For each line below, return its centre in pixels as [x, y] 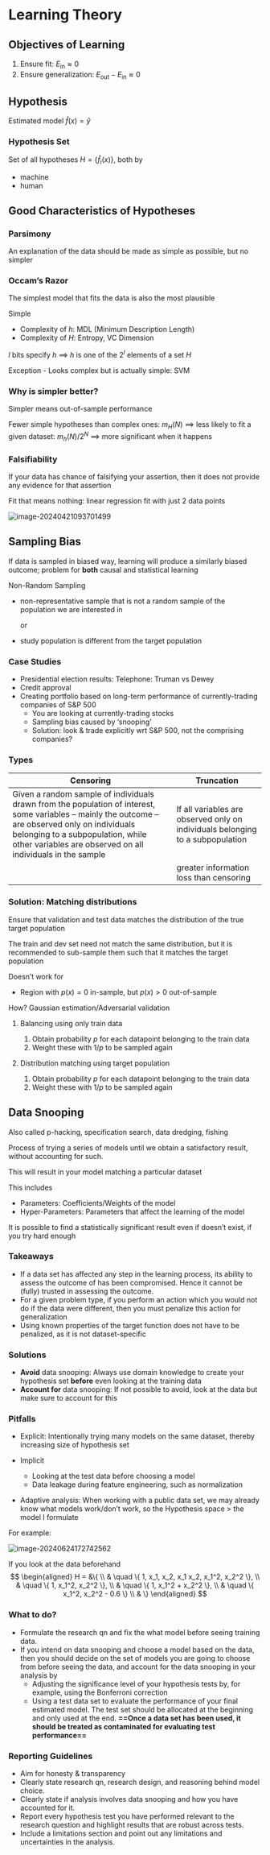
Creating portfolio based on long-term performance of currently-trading [139, 696]
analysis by [39, 1675]
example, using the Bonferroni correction [100, 1692]
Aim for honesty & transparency [73, 1773]
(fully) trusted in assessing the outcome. [87, 1291]
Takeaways [31, 1257]
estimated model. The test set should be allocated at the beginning [143, 1709]
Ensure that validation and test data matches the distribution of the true [126, 919]
